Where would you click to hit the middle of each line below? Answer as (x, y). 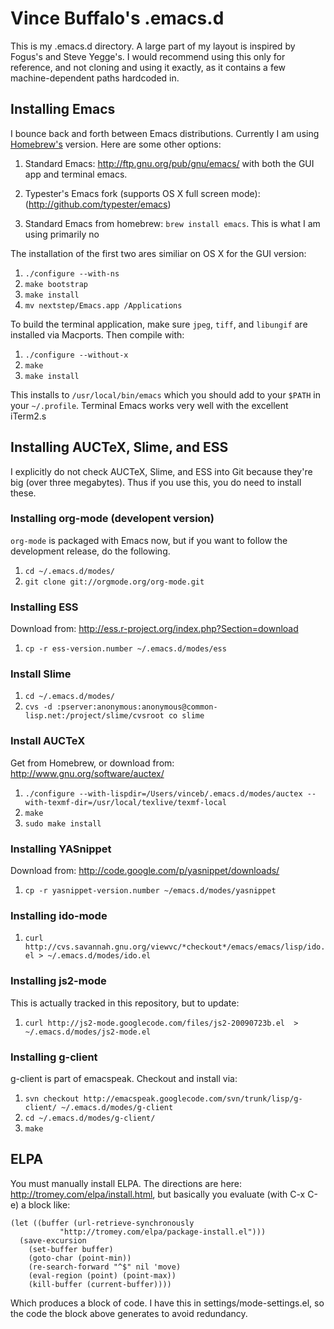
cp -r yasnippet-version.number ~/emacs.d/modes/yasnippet (150, 891)
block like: (49, 1204)
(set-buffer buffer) (71, 1249)
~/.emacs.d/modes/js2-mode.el (88, 1032)
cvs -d (38, 707)
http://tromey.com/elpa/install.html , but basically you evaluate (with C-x (158, 1194)
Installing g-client (54, 1057)
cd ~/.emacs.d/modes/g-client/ (90, 1118)
